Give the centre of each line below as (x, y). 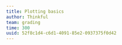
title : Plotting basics (35, 11)
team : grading (23, 22)
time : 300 (18, 28)
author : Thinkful (27, 17)
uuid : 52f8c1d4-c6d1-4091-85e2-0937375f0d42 (61, 33)
